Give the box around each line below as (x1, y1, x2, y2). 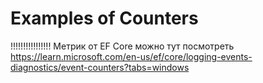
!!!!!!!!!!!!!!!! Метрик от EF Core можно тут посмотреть (10, 40, 235, 52)
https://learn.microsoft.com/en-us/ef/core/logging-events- (10, 50, 253, 62)
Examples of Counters (10, 7, 199, 30)
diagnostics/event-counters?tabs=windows (10, 61, 190, 73)
